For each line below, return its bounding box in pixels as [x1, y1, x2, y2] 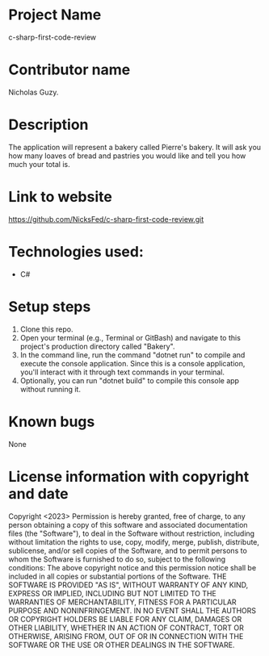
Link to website [8, 188, 113, 206]
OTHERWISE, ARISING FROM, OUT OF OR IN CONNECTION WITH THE [8, 631, 244, 641]
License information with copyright [8, 467, 250, 486]
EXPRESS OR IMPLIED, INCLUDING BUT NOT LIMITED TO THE [8, 588, 216, 598]
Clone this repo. [19, 324, 74, 334]
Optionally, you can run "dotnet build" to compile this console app [19, 375, 240, 385]
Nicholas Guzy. [8, 87, 59, 97]
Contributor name [8, 61, 131, 79]
